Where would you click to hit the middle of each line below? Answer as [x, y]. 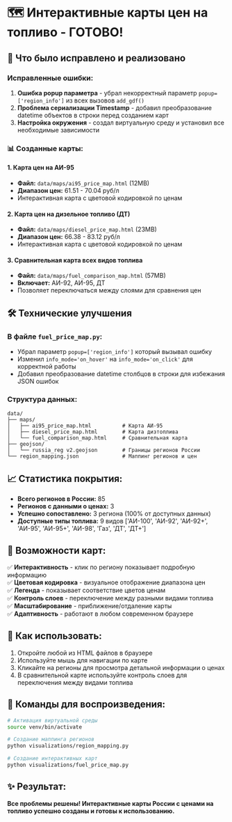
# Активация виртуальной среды [52, 720]
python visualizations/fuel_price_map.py [68, 765]
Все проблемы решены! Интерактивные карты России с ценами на [110, 803]
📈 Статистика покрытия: [65, 478]
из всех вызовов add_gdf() [105, 100]
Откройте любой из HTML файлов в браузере [85, 653]
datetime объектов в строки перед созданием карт [93, 115]
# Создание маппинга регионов [51, 739]
